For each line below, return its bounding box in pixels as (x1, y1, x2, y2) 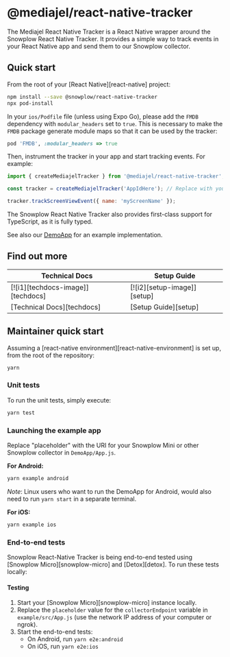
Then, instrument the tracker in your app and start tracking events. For (7, 152, 205, 160)
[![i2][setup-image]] (129, 283, 197, 292)
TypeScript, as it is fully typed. (7, 217, 93, 226)
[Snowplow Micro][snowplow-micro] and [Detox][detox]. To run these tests (7, 560, 219, 569)
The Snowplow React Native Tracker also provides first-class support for (7, 211, 213, 218)
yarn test (7, 409, 36, 416)
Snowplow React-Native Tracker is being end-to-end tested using (7, 553, 193, 562)
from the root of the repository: (7, 351, 94, 359)
